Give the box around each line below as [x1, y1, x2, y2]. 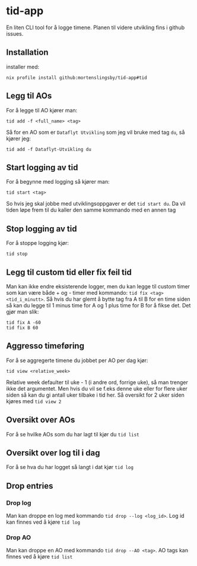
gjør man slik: [6, 308, 39, 315]
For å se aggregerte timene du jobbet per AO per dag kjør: [6, 357, 148, 364]
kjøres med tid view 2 [6, 397, 62, 405]
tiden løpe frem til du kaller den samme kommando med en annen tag [6, 206, 176, 213]
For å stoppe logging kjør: [6, 240, 69, 247]
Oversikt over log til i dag [6, 448, 100, 458]
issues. [6, 30, 24, 37]
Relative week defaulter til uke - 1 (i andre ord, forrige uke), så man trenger [6, 379, 189, 386]
